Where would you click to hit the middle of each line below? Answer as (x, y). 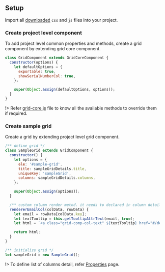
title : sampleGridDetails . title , (52, 169)
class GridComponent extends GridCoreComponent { (57, 58)
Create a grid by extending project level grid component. (62, 137)
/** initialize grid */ (29, 250)
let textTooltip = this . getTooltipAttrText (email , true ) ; (74, 219)
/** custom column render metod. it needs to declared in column (78, 205)
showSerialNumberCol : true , (47, 76)
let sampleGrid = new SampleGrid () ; (42, 255)
